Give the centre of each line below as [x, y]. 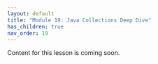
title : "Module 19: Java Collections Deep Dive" [79, 20]
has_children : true [36, 26]
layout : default [31, 14]
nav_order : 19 [28, 33]
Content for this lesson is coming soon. [64, 53]
